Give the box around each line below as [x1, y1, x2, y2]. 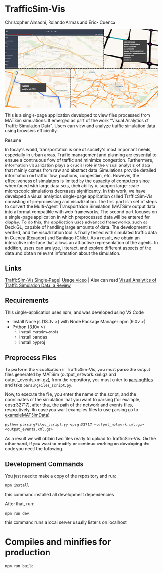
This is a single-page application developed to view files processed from [5, 112, 150, 118]
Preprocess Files [5, 353, 57, 362]
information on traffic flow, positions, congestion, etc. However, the [5, 172, 140, 178]
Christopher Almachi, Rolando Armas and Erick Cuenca [5, 19, 115, 25]
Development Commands [5, 460, 84, 468]
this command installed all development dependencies [5, 492, 114, 498]
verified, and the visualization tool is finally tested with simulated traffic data [5, 229, 157, 235]
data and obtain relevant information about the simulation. [5, 250, 121, 256]
